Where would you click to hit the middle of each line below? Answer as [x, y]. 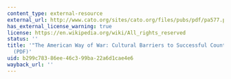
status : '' [23, 39]
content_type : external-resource [55, 13]
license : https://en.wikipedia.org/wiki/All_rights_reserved [97, 33]
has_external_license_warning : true [59, 26]
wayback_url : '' [30, 65]
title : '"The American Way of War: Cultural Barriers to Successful [107, 45]
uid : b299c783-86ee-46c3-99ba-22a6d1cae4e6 [70, 58]
